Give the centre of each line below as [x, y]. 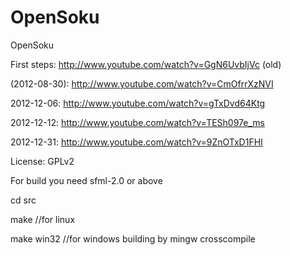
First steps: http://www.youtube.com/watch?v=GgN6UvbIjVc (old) [146, 64]
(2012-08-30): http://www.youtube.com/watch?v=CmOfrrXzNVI [142, 83]
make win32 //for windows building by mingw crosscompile [133, 238]
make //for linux [43, 219]
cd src [23, 200]
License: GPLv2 [42, 161]
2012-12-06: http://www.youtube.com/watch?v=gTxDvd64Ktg [138, 103]
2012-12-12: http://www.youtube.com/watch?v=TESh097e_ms [137, 122]
